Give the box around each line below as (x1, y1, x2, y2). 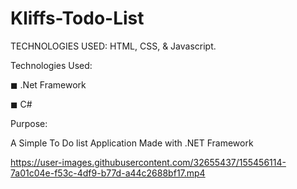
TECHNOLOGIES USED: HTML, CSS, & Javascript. (10, 40, 217, 52)
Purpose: (10, 117, 48, 129)
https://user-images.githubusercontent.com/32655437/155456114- (10, 156, 287, 168)
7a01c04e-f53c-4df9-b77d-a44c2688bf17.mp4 (10, 167, 206, 179)
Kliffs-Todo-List (10, 7, 145, 30)
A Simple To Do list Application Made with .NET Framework (10, 137, 254, 149)
